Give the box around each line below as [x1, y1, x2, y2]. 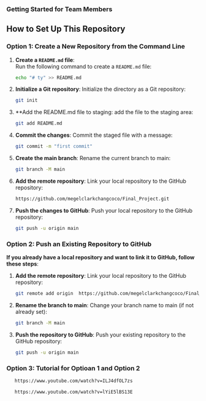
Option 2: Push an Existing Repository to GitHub [6, 240, 152, 248]
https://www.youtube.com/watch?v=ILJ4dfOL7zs [14, 378, 133, 384]
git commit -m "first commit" [15, 143, 93, 150]
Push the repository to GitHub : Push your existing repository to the [15, 330, 186, 338]
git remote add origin [15, 291, 74, 297]
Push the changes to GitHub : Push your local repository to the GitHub [15, 207, 193, 214]
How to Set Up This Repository [6, 24, 126, 34]
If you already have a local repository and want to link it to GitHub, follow [6, 254, 195, 261]
